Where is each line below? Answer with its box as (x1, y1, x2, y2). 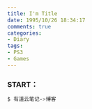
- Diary (7, 36, 30, 43)
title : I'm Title (7, 10, 58, 17)
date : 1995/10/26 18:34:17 (7, 17, 86, 24)
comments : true (7, 23, 52, 30)
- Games (7, 56, 30, 62)
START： (7, 79, 38, 89)
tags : (7, 42, 23, 49)
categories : (7, 29, 42, 37)
